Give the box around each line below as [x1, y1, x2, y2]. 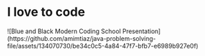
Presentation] [121, 27, 161, 35]
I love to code [7, 4, 86, 20]
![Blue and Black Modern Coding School [7, 27, 121, 35]
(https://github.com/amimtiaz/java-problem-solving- [7, 34, 157, 42]
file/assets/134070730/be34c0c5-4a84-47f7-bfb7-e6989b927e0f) [7, 41, 199, 50]
